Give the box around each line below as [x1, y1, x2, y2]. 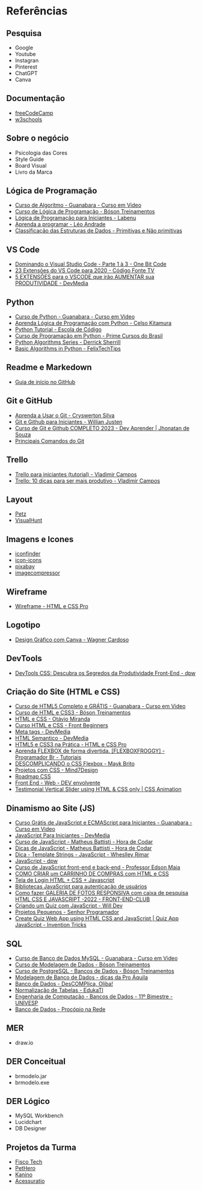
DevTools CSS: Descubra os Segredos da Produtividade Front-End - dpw [14, 669, 196, 677]
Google [14, 44, 34, 51]
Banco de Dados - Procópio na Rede [14, 1005, 106, 1013]
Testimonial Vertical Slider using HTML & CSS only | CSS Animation [14, 786, 182, 793]
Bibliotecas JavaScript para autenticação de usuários [14, 883, 147, 890]
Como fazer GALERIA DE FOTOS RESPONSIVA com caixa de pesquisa [14, 889, 188, 897]
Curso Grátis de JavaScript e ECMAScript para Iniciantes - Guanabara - [14, 819, 192, 826]
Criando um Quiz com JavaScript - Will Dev [14, 902, 123, 909]
